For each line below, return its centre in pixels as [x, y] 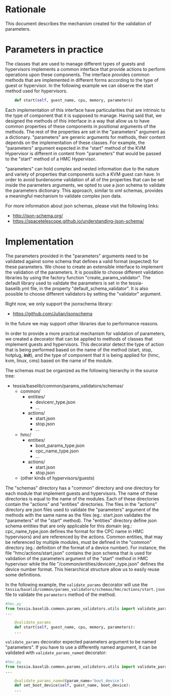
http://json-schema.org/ [38, 215]
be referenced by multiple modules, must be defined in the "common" [78, 542]
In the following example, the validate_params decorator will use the [77, 584]
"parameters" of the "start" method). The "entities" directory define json [81, 520]
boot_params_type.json [60, 445]
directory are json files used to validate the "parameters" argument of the [82, 510]
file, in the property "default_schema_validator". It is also [89, 288]
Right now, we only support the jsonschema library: [59, 304]
